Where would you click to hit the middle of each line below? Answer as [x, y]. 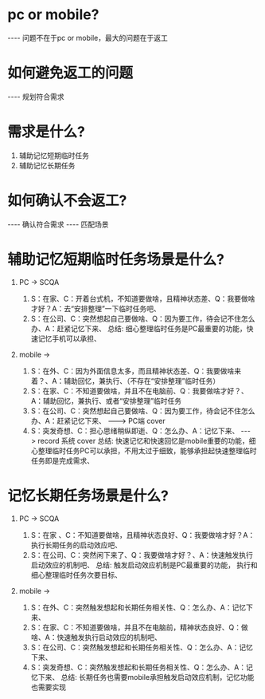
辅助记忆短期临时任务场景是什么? [116, 259]
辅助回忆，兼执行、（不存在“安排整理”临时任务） [142, 381]
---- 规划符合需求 [36, 97]
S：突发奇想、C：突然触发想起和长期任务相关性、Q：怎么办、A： [138, 667]
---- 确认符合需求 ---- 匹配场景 [58, 224]
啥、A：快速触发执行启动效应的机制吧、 [96, 637]
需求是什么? [46, 132]
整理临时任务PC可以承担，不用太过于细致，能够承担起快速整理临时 [147, 450]
